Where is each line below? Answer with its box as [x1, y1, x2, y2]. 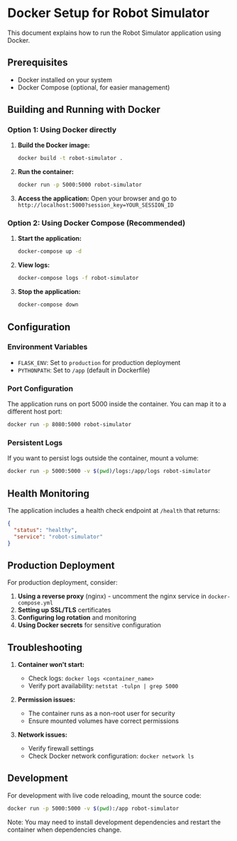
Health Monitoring [7, 487, 90, 499]
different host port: [7, 407, 62, 416]
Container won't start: [17, 661, 85, 669]
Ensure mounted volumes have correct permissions [28, 717, 180, 725]
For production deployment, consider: [7, 578, 118, 587]
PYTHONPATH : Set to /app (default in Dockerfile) [17, 366, 150, 374]
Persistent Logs [7, 438, 63, 447]
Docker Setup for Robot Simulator [7, 5, 210, 21]
